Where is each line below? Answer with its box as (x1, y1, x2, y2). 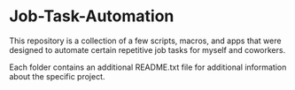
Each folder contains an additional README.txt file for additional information (9, 62, 287, 72)
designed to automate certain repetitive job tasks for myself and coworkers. (9, 44, 286, 55)
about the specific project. (9, 71, 105, 81)
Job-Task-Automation (9, 6, 175, 26)
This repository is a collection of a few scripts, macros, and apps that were (9, 35, 282, 46)
